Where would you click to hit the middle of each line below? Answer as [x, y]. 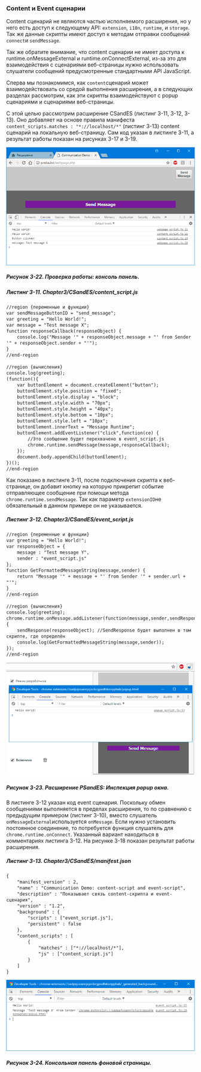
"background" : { [39, 912]
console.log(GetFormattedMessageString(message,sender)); [91, 642]
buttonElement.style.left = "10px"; [63, 421]
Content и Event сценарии [46, 8]
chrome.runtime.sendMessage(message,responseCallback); [99, 445]
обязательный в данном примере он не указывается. [74, 506]
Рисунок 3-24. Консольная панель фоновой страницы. [79, 1062]
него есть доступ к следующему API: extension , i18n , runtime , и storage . [98, 28]
